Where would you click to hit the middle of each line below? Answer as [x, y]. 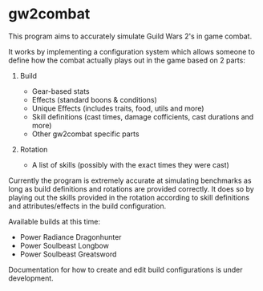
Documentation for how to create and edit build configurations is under [125, 269]
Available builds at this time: [54, 221]
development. [31, 278]
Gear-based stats [61, 91]
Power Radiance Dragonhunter [71, 236]
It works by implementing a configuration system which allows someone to [131, 51]
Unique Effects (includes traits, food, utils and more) [118, 108]
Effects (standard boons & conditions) [95, 99]
